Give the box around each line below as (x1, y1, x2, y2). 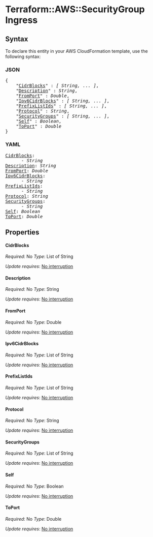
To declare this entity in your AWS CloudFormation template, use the (5, 48, 148, 54)
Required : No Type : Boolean (5, 483, 64, 489)
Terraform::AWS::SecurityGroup (5, 4, 145, 15)
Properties (5, 228, 40, 236)
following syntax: (5, 53, 41, 59)
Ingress (5, 14, 38, 26)
